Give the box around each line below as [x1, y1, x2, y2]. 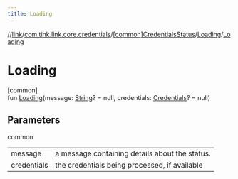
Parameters [7, 114, 61, 126]
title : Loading [7, 10, 53, 18]
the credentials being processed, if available [55, 161, 203, 170]
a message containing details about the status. [55, 148, 212, 158]
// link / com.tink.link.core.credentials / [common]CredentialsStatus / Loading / [7, 30, 224, 38]
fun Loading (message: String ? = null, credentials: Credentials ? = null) [7, 93, 211, 102]
